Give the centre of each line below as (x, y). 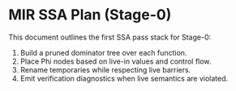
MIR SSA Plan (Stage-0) (90, 15)
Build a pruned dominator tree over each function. (103, 52)
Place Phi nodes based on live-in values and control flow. (116, 61)
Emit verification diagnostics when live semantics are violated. (124, 78)
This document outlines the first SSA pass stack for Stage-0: (110, 37)
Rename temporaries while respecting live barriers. (105, 69)
